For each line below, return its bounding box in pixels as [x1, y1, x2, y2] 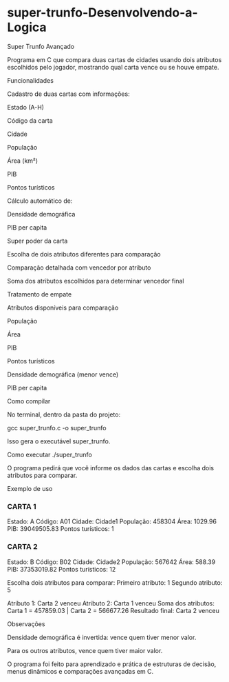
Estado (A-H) [7, 103, 45, 111]
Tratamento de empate [7, 290, 72, 298]
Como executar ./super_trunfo [7, 450, 93, 459]
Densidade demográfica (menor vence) [7, 370, 119, 379]
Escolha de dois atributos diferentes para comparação [7, 250, 161, 258]
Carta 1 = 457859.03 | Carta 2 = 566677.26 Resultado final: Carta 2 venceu [7, 606, 220, 614]
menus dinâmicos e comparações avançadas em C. [7, 667, 154, 675]
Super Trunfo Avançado [7, 42, 74, 50]
